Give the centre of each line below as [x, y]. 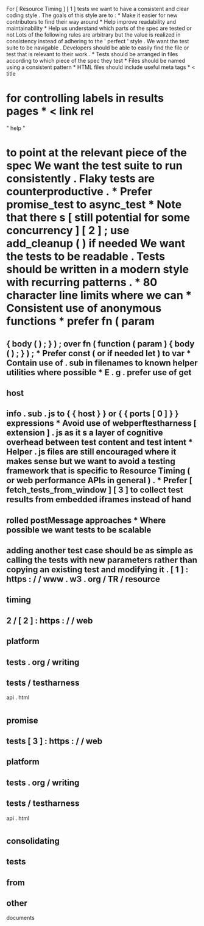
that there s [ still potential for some [98, 217]
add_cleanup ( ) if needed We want [96, 244]
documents [20, 918]
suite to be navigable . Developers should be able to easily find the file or [98, 48]
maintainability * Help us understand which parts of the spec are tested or [99, 28]
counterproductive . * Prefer [79, 192]
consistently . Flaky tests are [81, 179]
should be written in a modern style [98, 269]
